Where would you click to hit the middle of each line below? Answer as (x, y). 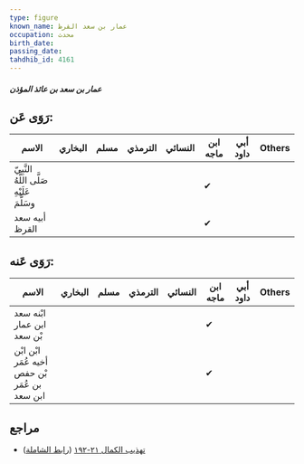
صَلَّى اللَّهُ (31, 180)
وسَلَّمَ (25, 203)
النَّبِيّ (24, 169)
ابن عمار (30, 325)
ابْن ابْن (27, 351)
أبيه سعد (30, 218)
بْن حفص (31, 374)
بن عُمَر (28, 384)
